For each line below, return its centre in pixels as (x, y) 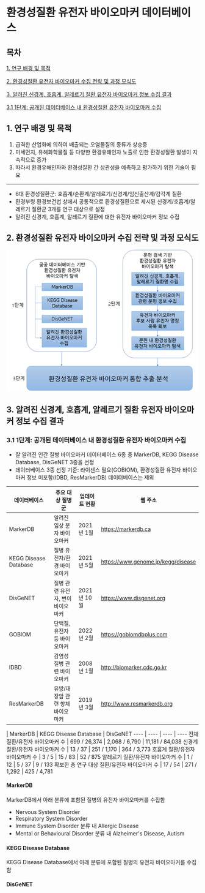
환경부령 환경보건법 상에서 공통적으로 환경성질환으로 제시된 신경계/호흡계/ (103, 201)
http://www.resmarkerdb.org (137, 703)
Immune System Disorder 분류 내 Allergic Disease (77, 826)
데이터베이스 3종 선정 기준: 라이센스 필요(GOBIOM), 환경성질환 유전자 (98, 470)
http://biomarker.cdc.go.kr (134, 667)
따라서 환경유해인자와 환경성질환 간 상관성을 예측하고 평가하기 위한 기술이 (103, 167)
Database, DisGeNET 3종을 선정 (55, 462)
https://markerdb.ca (126, 529)
